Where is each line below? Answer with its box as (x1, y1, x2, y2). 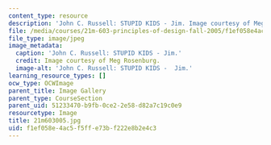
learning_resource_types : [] (8, 72, 106, 80)
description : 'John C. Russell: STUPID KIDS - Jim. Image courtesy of (8, 19, 251, 27)
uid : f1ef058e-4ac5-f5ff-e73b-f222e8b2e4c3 (8, 124, 157, 132)
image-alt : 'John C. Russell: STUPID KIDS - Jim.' (15, 64, 194, 72)
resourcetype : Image (8, 110, 78, 118)
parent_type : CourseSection (8, 94, 103, 102)
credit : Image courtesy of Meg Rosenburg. (15, 57, 161, 65)
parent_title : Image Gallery (8, 86, 106, 95)
